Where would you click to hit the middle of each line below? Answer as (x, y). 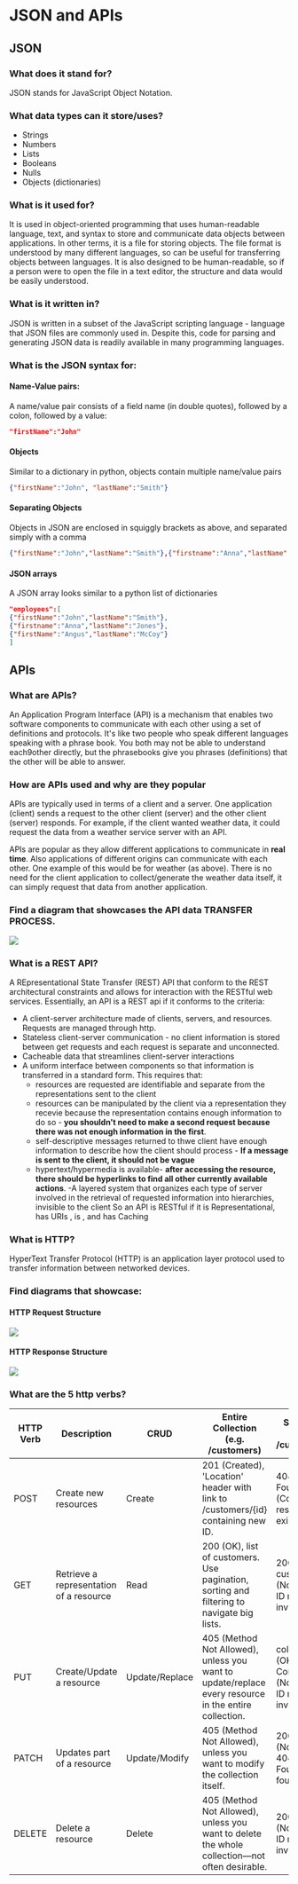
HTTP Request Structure (55, 1312)
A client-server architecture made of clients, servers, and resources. (147, 1019)
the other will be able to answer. (67, 762)
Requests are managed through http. (89, 1028)
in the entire (227, 1705)
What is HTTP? (42, 1239)
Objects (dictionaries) (62, 182)
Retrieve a (76, 1574)
